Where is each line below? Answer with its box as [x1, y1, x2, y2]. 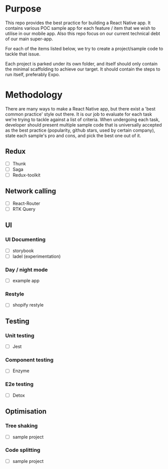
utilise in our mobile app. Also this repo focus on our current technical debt [5, 30, 160, 36]
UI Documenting [5, 236, 46, 243]
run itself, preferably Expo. [5, 71, 60, 77]
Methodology [5, 89, 63, 101]
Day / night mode [5, 266, 48, 273]
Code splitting [5, 447, 41, 454]
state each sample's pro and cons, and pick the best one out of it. [5, 132, 141, 139]
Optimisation [5, 407, 47, 416]
